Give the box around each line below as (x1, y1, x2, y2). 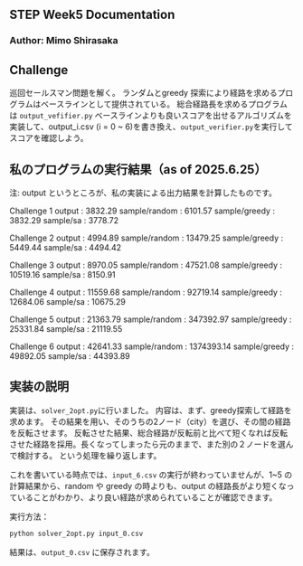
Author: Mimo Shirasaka (9, 34, 119, 47)
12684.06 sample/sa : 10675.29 (9, 296, 127, 307)
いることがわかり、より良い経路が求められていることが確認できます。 (16, 492, 278, 503)
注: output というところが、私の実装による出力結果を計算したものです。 (9, 187, 278, 198)
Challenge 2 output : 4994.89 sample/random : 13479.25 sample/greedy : (9, 232, 283, 243)
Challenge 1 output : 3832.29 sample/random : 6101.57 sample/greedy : (9, 205, 276, 216)
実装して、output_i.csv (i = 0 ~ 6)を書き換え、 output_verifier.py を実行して (9, 121, 293, 132)
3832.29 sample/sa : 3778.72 (9, 214, 119, 225)
